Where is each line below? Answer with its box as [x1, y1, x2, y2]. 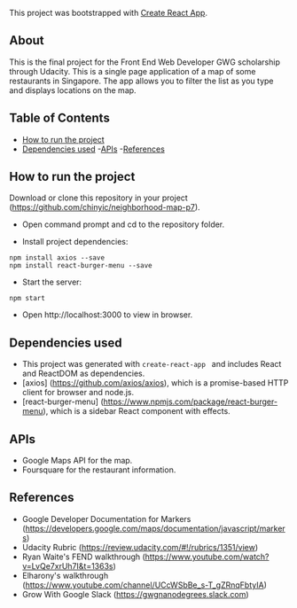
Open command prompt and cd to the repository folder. [21, 219, 225, 230]
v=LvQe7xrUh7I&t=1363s [21, 560, 113, 571]
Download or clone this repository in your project [9, 192, 188, 203]
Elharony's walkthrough [21, 570, 109, 581]
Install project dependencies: [21, 237, 129, 247]
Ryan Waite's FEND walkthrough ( [21, 551, 146, 562]
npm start [9, 294, 46, 303]
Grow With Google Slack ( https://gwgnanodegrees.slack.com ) [21, 589, 250, 599]
